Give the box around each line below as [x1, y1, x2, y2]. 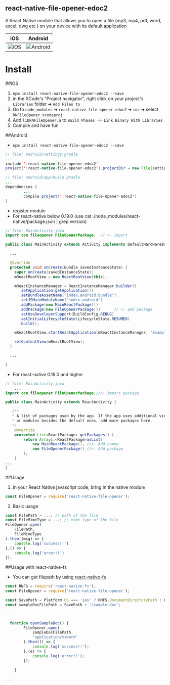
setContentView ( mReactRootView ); [14, 339, 85, 344]
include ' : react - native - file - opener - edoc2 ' [5, 161, 99, 166]
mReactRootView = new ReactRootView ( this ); [14, 274, 108, 280]
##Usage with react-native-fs [5, 564, 67, 570]
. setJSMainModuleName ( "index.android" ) [18, 298, 103, 303]
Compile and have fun [12, 122, 59, 128]
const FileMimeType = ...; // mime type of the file [5, 518, 119, 523]
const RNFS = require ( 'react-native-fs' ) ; [5, 584, 96, 589]
